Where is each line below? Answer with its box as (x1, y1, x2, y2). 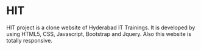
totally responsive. (6, 37, 53, 44)
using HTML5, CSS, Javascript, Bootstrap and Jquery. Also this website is (6, 30, 192, 37)
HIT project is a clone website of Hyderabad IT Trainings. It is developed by (6, 24, 196, 31)
